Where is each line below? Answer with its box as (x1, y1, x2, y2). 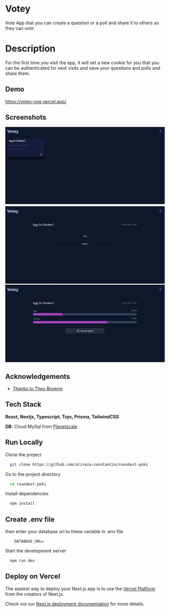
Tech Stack (5, 400, 41, 409)
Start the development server (5, 548, 67, 554)
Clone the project (5, 451, 41, 458)
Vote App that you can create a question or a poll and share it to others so (5, 20, 159, 26)
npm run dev (10, 558, 35, 563)
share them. (5, 70, 30, 76)
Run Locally (5, 438, 43, 447)
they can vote (5, 25, 34, 31)
